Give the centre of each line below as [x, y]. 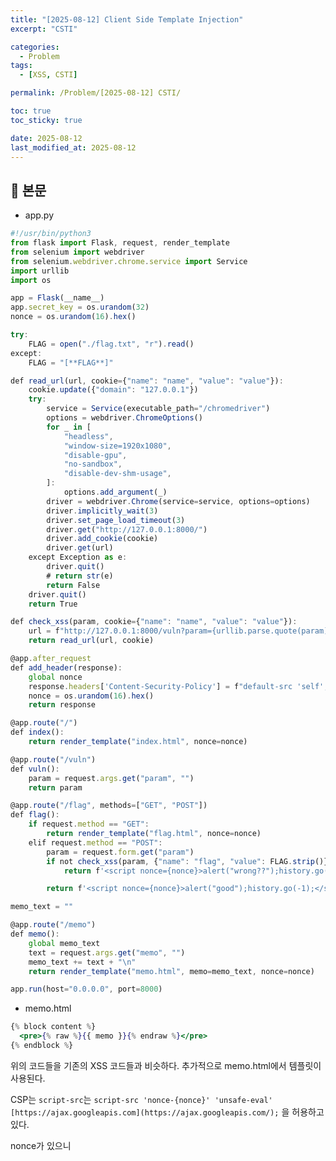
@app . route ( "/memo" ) [53, 925]
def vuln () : [35, 769]
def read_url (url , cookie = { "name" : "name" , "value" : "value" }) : [147, 381]
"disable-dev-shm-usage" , [117, 474]
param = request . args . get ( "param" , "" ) [111, 778]
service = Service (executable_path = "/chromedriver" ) [158, 409]
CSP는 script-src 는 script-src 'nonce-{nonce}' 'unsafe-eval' [141, 1099]
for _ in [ [69, 427]
